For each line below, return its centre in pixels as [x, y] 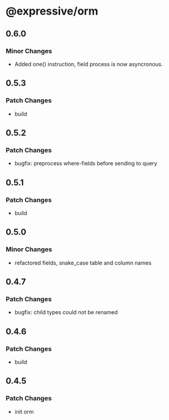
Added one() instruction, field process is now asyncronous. [89, 64]
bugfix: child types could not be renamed [66, 312]
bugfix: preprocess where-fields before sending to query [86, 164]
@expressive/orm [52, 11]
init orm [24, 411]
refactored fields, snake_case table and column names [83, 263]
